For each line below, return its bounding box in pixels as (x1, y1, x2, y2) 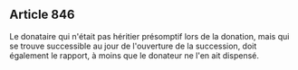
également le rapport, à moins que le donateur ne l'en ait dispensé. (9, 49, 260, 61)
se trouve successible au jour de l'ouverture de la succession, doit (9, 40, 257, 51)
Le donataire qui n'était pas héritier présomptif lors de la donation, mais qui (9, 31, 290, 41)
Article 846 (9, 7, 75, 22)
